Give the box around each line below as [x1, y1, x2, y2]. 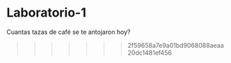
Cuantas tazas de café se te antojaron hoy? [6, 28, 131, 36]
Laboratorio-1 [6, 5, 86, 21]
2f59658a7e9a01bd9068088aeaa [127, 41, 224, 49]
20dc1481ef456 [127, 48, 172, 57]
